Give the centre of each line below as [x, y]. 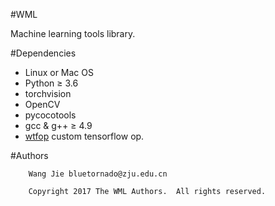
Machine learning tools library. [73, 33]
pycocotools [50, 115]
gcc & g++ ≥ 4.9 [58, 125]
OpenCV [42, 104]
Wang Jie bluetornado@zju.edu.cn [98, 174]
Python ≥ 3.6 [51, 83]
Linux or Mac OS [59, 72]
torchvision [48, 93]
